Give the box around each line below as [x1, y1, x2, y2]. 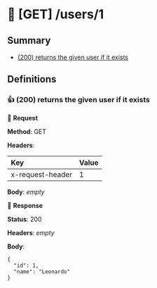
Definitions [7, 73, 57, 85]
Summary [7, 35, 51, 46]
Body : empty [7, 187, 45, 196]
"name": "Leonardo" [13, 268, 71, 275]
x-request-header [11, 169, 72, 179]
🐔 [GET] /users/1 [7, 6, 104, 23]
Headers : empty [7, 228, 55, 237]
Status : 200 [7, 215, 42, 223]
